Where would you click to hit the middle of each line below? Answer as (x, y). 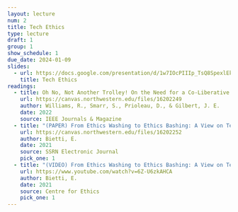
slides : (19, 66)
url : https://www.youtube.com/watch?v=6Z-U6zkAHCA (96, 171)
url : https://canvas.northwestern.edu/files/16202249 (101, 100)
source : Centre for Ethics (60, 192)
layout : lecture (31, 14)
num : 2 (17, 20)
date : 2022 (36, 112)
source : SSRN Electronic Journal (69, 152)
